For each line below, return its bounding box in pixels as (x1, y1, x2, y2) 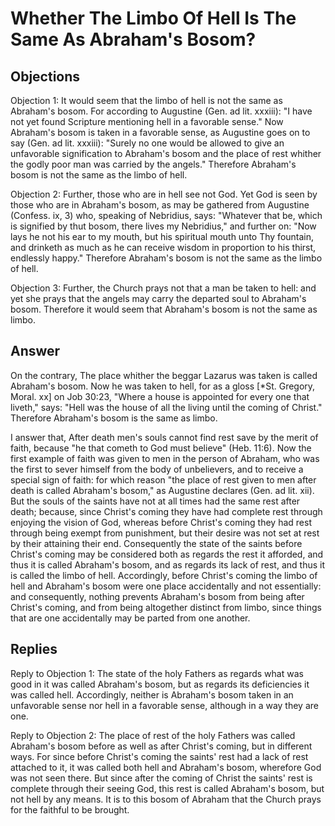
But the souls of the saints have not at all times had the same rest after (10, 495, 301, 507)
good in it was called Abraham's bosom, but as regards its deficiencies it (10, 678, 310, 690)
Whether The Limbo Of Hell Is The (10, 7, 297, 30)
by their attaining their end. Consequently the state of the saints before (10, 537, 303, 549)
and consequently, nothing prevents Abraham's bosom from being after (10, 590, 305, 602)
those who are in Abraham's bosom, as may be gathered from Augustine (10, 199, 310, 211)
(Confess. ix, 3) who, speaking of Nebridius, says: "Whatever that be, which (10, 210, 323, 221)
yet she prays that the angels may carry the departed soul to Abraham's (10, 293, 307, 304)
